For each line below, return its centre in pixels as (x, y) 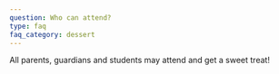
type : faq (28, 26)
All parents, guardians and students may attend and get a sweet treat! (140, 60)
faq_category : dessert (52, 34)
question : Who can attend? (60, 18)
